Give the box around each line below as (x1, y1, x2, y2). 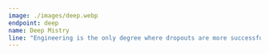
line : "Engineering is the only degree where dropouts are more (8, 33, 227, 42)
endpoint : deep (8, 19, 59, 27)
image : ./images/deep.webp (8, 11, 98, 20)
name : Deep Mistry (8, 26, 70, 34)
